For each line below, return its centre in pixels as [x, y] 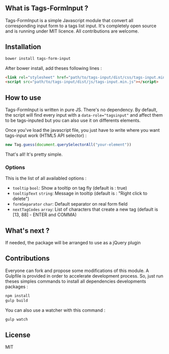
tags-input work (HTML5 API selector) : [46, 136]
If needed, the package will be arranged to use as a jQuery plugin [73, 243]
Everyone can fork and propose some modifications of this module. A [77, 271]
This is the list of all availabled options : [46, 179]
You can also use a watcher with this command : [55, 310]
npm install [18, 296]
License [18, 335]
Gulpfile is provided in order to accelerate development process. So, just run [84, 276]
